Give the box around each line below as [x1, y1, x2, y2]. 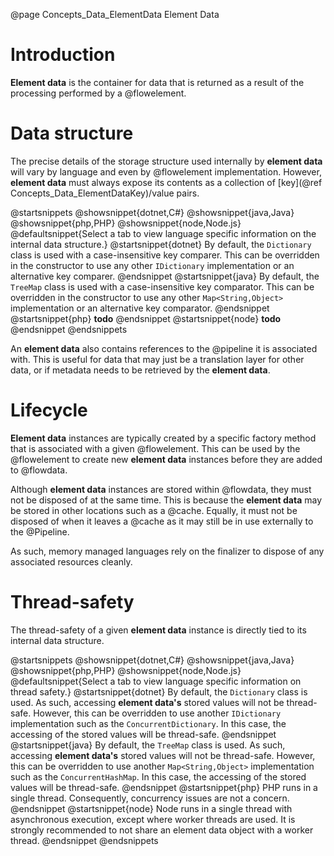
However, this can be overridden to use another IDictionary [33, 707, 282, 719]
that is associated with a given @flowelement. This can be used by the [10, 442, 301, 454]
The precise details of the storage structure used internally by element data [10, 155, 323, 167]
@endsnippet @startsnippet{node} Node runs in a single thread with [10, 802, 293, 814]
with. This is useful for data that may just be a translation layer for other [10, 353, 305, 365]
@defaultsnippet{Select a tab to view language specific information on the [10, 227, 317, 239]
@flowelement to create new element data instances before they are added [10, 453, 323, 465]
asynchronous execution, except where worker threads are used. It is [10, 813, 296, 825]
